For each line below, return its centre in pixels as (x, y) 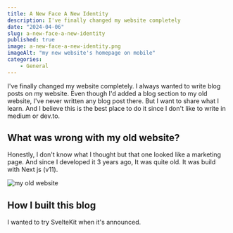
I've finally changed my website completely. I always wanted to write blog (114, 86)
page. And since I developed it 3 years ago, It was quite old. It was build (112, 162)
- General (34, 66)
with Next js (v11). (33, 170)
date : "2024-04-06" (36, 27)
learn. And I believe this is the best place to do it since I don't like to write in (117, 108)
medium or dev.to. (34, 116)
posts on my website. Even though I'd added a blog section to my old (107, 93)
